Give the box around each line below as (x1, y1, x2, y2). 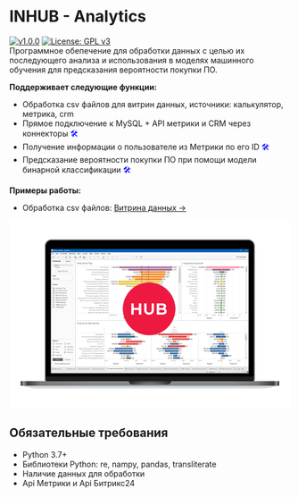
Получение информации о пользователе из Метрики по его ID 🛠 (21, 141, 270, 152)
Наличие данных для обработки (21, 468, 145, 479)
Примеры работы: (9, 185, 82, 196)
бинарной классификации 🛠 (21, 164, 131, 175)
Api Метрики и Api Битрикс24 (21, 477, 136, 488)
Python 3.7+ (21, 449, 68, 459)
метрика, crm (21, 108, 74, 119)
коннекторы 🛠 (21, 128, 79, 139)
